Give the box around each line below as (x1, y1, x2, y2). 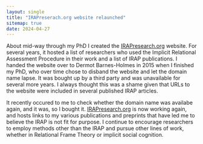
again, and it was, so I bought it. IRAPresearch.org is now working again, (6, 105, 187, 113)
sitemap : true (6, 20, 42, 26)
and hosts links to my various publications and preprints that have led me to (6, 112, 195, 119)
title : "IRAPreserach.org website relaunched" (6, 15, 126, 21)
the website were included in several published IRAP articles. (6, 87, 159, 94)
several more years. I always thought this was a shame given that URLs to (6, 81, 190, 88)
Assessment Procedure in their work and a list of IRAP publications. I (6, 55, 178, 62)
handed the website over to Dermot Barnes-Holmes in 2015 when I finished (6, 62, 194, 69)
